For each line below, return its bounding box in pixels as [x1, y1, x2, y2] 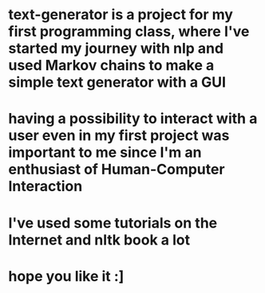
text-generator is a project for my [8, 6, 234, 24]
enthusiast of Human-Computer [8, 161, 225, 178]
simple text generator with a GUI [8, 73, 226, 92]
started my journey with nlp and [8, 40, 224, 57]
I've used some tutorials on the [8, 213, 218, 232]
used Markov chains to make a [8, 57, 215, 75]
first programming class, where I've [8, 22, 250, 41]
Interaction [8, 178, 83, 196]
